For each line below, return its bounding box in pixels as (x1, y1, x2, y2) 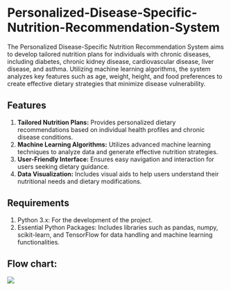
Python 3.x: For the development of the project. (17, 215, 153, 224)
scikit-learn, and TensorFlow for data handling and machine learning (17, 231, 213, 239)
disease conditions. (17, 133, 74, 141)
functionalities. (17, 238, 60, 246)
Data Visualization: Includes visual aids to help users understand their (17, 169, 219, 178)
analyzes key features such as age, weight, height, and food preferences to (7, 72, 223, 81)
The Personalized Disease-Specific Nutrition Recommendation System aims (7, 42, 224, 51)
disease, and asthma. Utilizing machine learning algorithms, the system (7, 65, 211, 73)
